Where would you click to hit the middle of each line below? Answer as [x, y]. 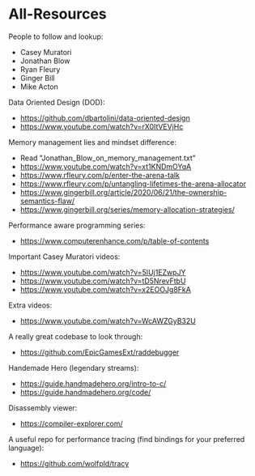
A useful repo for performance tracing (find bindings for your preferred [127, 439]
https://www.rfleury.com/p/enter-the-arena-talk [100, 175]
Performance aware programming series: [77, 225]
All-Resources [57, 14]
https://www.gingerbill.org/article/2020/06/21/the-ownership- [123, 192]
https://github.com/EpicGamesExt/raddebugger [100, 352]
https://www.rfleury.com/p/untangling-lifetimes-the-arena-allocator [133, 184]
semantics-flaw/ [47, 201]
